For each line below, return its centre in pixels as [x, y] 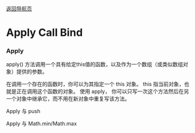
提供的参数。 [32, 71]
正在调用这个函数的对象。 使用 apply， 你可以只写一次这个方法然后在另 [103, 91]
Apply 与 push [23, 111]
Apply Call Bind [44, 33]
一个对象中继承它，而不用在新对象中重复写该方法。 [68, 99]
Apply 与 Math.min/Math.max [42, 124]
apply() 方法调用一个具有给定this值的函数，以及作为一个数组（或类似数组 [95, 64]
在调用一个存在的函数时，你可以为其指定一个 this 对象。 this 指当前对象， [95, 84]
